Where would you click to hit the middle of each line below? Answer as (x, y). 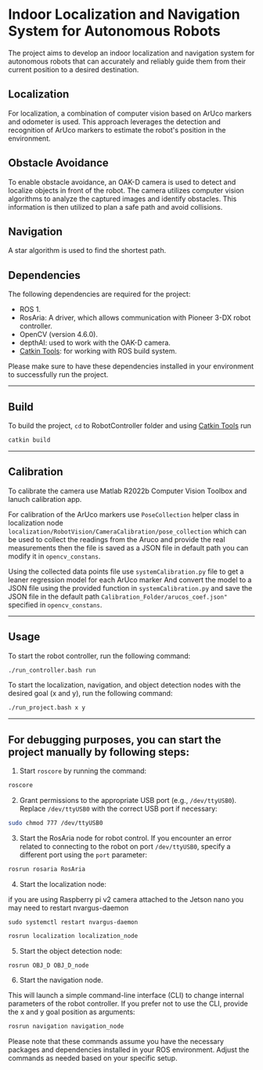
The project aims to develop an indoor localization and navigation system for (131, 53)
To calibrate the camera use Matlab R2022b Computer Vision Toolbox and (128, 491)
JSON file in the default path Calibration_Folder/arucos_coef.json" (118, 596)
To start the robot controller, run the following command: (99, 656)
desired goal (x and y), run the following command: (90, 694)
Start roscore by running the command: (83, 771)
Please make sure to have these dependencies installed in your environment (131, 366)
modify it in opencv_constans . (54, 556)
